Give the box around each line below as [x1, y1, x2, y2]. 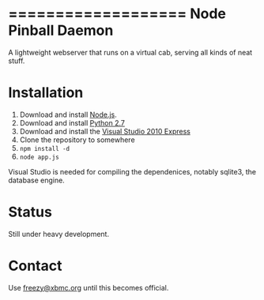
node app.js [19, 153, 59, 161]
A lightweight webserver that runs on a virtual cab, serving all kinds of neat [8, 47, 253, 57]
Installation [8, 84, 84, 102]
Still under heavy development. [8, 229, 109, 238]
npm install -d [19, 144, 70, 152]
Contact [8, 257, 62, 275]
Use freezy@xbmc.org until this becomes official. [8, 283, 169, 292]
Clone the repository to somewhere [19, 135, 136, 144]
